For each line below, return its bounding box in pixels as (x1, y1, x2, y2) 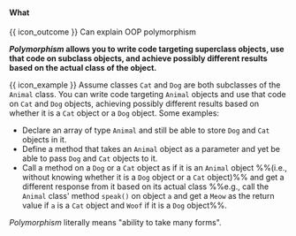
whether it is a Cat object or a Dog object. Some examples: (9, 108, 219, 118)
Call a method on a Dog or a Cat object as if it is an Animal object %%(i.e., (21, 163, 287, 173)
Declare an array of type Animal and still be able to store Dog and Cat (21, 125, 270, 136)
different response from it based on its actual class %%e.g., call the (21, 181, 269, 192)
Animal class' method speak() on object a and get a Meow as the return (21, 191, 276, 202)
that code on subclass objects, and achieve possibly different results (9, 53, 268, 64)
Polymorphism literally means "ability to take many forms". (9, 217, 223, 228)
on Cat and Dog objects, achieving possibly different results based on (9, 98, 259, 110)
